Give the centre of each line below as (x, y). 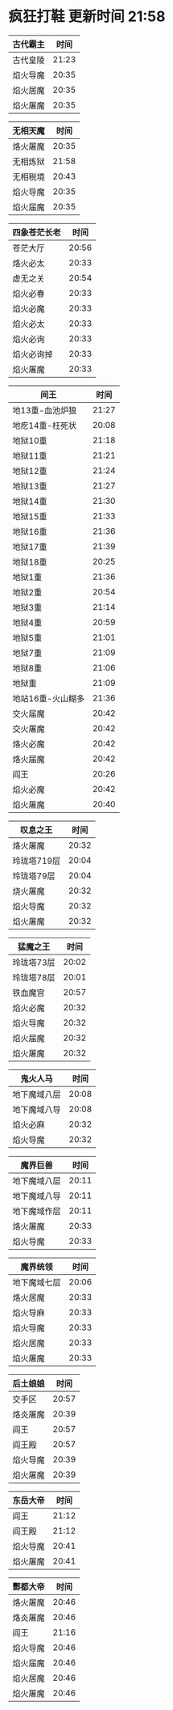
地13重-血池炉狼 (45, 410)
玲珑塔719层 (37, 861)
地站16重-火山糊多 (49, 698)
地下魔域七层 (37, 1282)
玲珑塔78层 (34, 977)
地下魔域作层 (37, 1211)
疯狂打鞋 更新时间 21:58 (87, 17)
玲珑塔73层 (34, 962)
